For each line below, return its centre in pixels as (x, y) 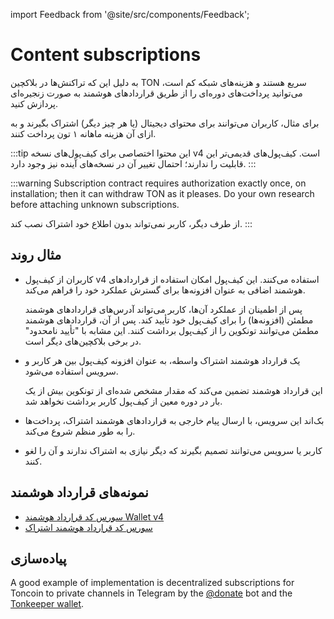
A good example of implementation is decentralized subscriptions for (152, 583)
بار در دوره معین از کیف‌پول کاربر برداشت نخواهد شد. (123, 401)
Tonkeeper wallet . (47, 604)
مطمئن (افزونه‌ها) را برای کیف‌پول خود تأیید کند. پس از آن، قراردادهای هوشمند (169, 320)
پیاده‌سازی (38, 558)
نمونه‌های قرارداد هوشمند (79, 492)
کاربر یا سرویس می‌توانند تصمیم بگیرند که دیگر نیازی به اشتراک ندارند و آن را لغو (173, 450)
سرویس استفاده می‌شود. (71, 371)
